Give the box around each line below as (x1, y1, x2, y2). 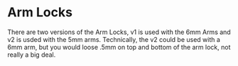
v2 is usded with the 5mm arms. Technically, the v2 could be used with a (7, 35, 220, 43)
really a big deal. (7, 50, 56, 59)
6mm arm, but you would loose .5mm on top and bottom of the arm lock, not (7, 43, 231, 51)
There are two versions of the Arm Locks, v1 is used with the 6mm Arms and (7, 28, 231, 36)
